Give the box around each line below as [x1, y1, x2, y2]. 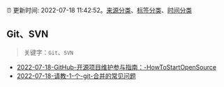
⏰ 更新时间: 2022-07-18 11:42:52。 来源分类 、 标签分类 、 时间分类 [6, 6, 193, 14]
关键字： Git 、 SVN [23, 48, 74, 56]
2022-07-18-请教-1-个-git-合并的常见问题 [16, 72, 137, 80]
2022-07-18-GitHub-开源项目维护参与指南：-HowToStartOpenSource [16, 63, 217, 71]
